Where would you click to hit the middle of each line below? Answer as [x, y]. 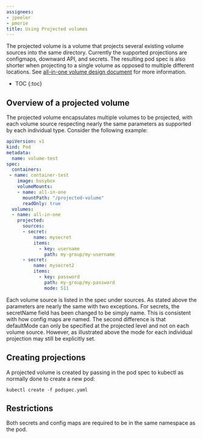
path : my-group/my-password [80, 282]
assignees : [20, 12]
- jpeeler [19, 18]
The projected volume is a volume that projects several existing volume [95, 46]
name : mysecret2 [54, 266]
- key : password [59, 277]
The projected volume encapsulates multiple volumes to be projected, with [99, 117]
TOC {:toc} [28, 84]
